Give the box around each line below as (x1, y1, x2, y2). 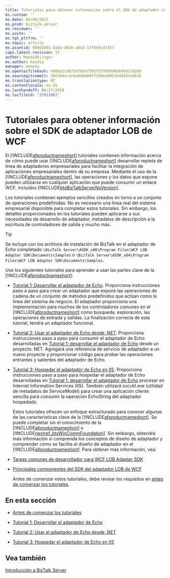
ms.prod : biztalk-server (5, 21, 58, 27)
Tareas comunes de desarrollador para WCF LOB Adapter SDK (12, 456, 143, 462)
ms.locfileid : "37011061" (5, 92, 60, 97)
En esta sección (5, 496, 57, 504)
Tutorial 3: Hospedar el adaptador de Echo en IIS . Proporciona (12, 367, 142, 373)
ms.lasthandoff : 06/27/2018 (5, 87, 65, 93)
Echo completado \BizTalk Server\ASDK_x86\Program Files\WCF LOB (5, 246, 148, 252)
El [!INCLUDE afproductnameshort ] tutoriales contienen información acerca (5, 153, 161, 159)
